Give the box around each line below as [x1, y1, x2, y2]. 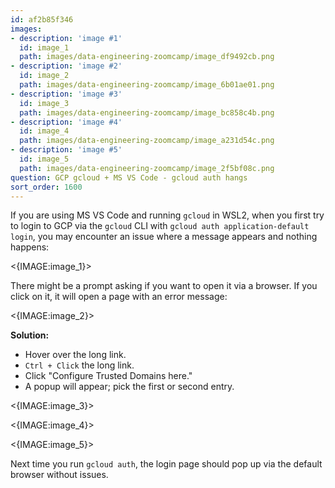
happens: [10, 241, 50, 253]
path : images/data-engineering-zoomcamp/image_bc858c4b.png [19, 107, 275, 118]
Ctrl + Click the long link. [24, 359, 135, 371]
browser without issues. [10, 469, 109, 481]
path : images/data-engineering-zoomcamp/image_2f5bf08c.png [19, 163, 275, 173]
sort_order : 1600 [10, 182, 83, 192]
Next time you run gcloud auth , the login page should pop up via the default [10, 458, 323, 470]
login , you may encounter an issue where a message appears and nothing [10, 231, 318, 243]
